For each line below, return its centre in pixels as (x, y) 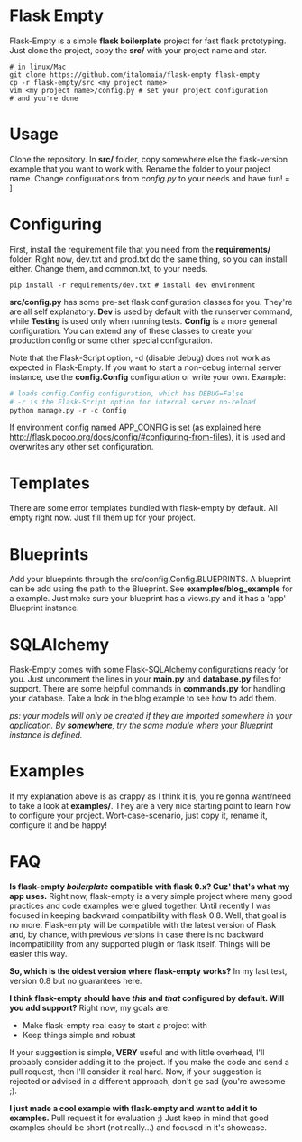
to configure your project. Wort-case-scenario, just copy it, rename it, (138, 816)
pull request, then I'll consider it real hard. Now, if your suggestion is (136, 1072)
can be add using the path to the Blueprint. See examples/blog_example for (151, 589)
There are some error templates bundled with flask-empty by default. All (143, 508)
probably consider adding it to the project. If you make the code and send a (150, 1063)
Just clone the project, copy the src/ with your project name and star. (138, 50)
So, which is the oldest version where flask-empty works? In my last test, (148, 971)
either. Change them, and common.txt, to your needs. (109, 268)
